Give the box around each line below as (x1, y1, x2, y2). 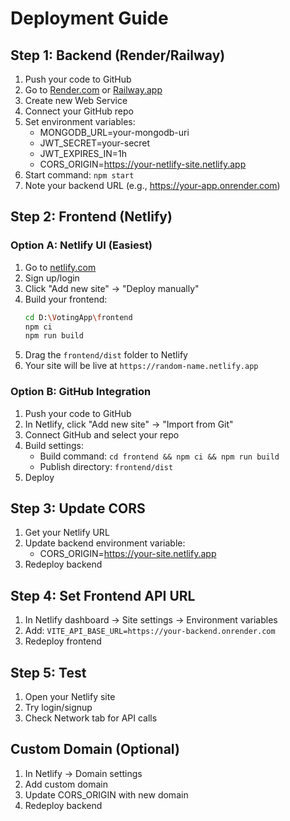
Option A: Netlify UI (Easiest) (10, 238, 153, 252)
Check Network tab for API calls (24, 712, 158, 724)
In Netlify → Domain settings (24, 767, 143, 779)
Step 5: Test (10, 664, 87, 681)
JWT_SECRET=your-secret (39, 137, 151, 149)
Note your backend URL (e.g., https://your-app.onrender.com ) (24, 180, 281, 191)
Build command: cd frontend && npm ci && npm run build (39, 450, 280, 462)
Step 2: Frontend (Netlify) (10, 208, 173, 226)
